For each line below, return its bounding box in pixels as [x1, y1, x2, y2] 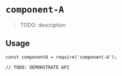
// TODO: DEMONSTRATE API [5, 64, 69, 70]
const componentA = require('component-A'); [5, 54, 117, 60]
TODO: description [20, 21, 66, 28]
